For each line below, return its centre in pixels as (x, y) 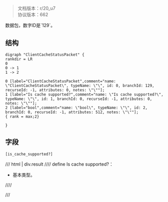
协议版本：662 (33, 15)
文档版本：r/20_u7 (36, 8)
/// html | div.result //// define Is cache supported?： (59, 164)
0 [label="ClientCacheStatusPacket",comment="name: (61, 81)
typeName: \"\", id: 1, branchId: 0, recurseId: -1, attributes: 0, (79, 99)
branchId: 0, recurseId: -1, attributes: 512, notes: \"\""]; (72, 112)
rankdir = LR (19, 59)
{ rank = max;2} (22, 117)
